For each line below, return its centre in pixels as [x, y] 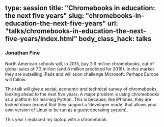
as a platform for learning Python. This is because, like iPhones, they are [78, 99]
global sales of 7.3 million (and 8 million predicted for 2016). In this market [80, 69]
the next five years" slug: [45, 16]
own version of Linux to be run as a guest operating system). [67, 110]
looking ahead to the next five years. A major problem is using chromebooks [82, 94]
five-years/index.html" [41, 39]
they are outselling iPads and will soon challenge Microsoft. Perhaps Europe [82, 74]
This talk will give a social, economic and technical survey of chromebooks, [82, 89]
